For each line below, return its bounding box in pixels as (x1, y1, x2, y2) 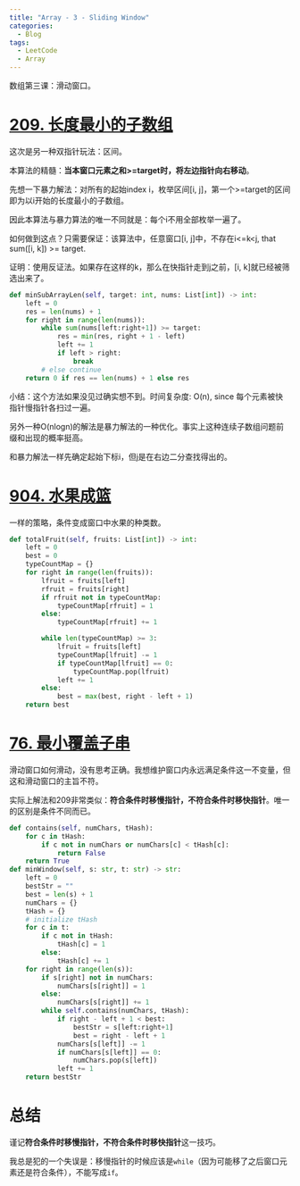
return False (56, 848, 105, 857)
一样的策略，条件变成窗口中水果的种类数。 (9, 517, 166, 528)
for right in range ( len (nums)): (25, 315, 146, 324)
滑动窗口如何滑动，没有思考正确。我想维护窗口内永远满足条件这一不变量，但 (9, 764, 291, 775)
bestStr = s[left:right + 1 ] (72, 1023, 174, 1031)
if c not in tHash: (41, 931, 114, 940)
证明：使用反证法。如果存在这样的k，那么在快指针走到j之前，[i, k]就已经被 (9, 261, 283, 272)
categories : (9, 21, 54, 30)
